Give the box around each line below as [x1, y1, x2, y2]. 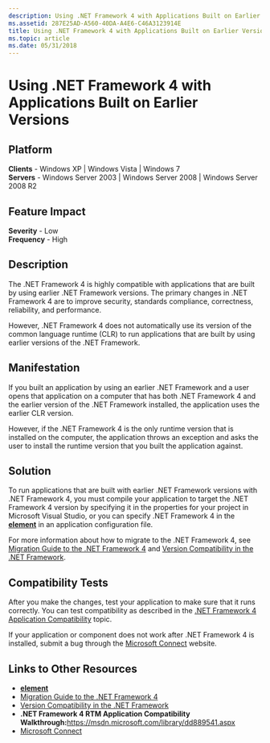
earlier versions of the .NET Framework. [8, 338, 141, 347]
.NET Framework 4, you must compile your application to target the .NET [8, 494, 249, 504]
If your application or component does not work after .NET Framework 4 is [8, 630, 255, 640]
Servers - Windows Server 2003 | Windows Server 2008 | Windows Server [8, 172, 259, 182]
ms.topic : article [8, 34, 70, 43]
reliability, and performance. [8, 305, 102, 314]
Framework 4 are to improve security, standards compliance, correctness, [8, 296, 254, 306]
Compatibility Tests [8, 575, 108, 589]
